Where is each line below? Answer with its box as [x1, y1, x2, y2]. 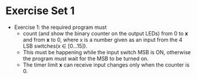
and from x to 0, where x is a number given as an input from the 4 [22, 36, 183, 43]
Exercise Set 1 [5, 4, 75, 18]
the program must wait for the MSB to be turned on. [22, 55, 149, 62]
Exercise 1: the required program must [14, 24, 107, 31]
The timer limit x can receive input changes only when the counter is [22, 61, 190, 68]
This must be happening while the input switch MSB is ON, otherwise [22, 48, 191, 55]
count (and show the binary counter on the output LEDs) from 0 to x [22, 29, 188, 37]
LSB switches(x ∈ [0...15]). [22, 42, 88, 50]
